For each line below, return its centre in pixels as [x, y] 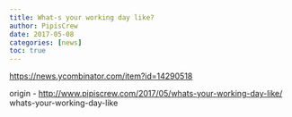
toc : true [28, 51]
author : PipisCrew [44, 26]
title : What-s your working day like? [82, 17]
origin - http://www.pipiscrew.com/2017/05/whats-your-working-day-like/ [146, 94]
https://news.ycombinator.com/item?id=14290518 [101, 76]
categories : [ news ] [46, 42]
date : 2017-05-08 [42, 34]
